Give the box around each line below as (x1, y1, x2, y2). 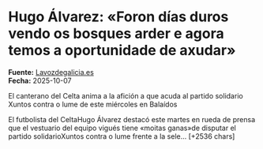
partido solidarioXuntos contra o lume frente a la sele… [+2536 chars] (8, 131, 235, 141)
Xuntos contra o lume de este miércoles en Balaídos (8, 99, 178, 109)
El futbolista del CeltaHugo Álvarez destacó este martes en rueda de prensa (8, 114, 255, 124)
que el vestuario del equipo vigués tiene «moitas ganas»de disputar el (8, 123, 237, 132)
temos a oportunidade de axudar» (8, 42, 236, 59)
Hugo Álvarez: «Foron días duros (8, 8, 229, 26)
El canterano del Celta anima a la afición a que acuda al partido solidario (8, 91, 243, 100)
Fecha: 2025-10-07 (8, 76, 72, 85)
